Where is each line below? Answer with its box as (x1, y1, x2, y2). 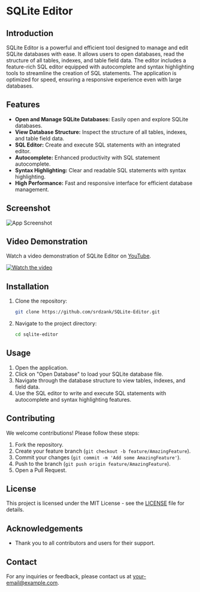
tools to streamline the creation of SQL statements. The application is (6, 70, 177, 76)
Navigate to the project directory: (14, 320, 97, 327)
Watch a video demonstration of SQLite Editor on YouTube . (6, 252, 151, 259)
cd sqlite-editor (14, 331, 59, 337)
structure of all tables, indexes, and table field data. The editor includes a (6, 57, 187, 64)
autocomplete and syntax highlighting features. (14, 396, 132, 403)
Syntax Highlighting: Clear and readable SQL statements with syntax (14, 166, 187, 174)
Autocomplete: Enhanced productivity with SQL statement (14, 154, 160, 161)
